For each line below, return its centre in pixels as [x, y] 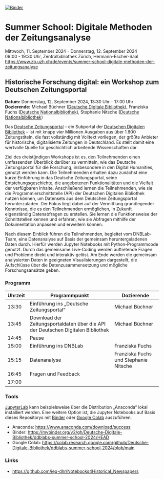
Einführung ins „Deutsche [59, 304]
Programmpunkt [70, 296]
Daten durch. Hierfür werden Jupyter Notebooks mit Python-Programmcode [82, 244]
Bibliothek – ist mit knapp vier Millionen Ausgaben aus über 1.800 [71, 131]
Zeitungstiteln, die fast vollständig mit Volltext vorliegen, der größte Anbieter [82, 137]
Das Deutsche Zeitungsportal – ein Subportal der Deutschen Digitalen [75, 127]
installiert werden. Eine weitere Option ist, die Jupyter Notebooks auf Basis [80, 413]
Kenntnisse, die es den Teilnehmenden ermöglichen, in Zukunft [69, 209]
